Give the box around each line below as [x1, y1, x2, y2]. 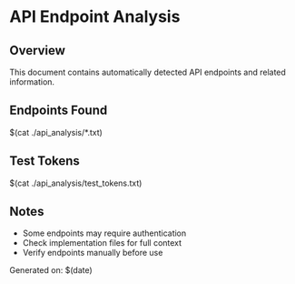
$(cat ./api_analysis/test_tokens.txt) [9, 177, 143, 188]
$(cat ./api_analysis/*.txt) [9, 127, 103, 137]
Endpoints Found [9, 103, 108, 118]
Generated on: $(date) [9, 265, 93, 276]
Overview [9, 43, 66, 58]
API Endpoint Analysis [9, 6, 181, 27]
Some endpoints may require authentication [22, 228, 187, 238]
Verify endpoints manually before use [22, 248, 163, 259]
